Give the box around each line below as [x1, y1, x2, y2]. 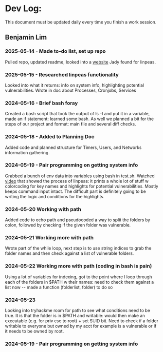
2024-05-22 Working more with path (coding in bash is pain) [5, 263, 152, 269]
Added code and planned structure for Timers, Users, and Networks [5, 145, 142, 150]
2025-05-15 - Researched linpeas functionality [5, 71, 119, 78]
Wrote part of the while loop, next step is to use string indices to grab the [5, 245, 152, 251]
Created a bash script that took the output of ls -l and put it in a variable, [5, 111, 150, 117]
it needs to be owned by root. [5, 328, 64, 334]
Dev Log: [5, 3, 42, 14]
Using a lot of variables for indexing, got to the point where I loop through [5, 274, 152, 280]
